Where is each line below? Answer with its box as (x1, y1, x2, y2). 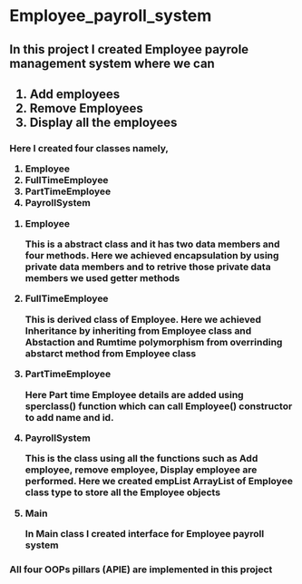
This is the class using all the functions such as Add (24, 453, 258, 465)
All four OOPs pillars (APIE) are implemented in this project (9, 563, 273, 576)
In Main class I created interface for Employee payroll (24, 528, 265, 540)
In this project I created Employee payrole (9, 42, 249, 57)
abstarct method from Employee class (24, 346, 197, 359)
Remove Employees (29, 101, 143, 116)
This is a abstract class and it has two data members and (24, 238, 280, 250)
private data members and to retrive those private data (24, 260, 271, 273)
